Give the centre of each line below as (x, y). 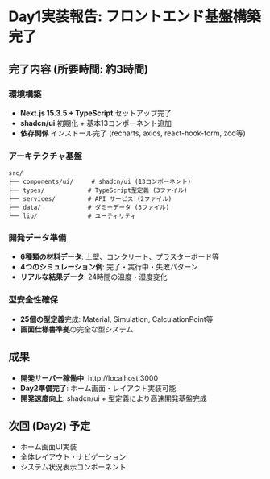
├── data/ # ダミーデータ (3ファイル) (89, 208)
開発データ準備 (37, 238)
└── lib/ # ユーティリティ (73, 216)
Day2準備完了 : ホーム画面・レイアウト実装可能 (98, 388)
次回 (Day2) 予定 (50, 425)
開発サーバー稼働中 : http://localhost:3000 (89, 378)
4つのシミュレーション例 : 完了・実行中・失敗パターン (109, 267)
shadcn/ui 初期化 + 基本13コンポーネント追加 (96, 123)
